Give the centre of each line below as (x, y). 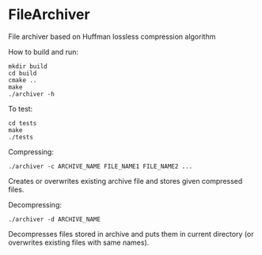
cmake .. (23, 80)
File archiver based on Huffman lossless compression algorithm (112, 36)
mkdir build (28, 66)
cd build (23, 73)
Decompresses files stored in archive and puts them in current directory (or (131, 234)
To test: (21, 108)
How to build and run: (44, 51)
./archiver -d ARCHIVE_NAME (55, 219)
